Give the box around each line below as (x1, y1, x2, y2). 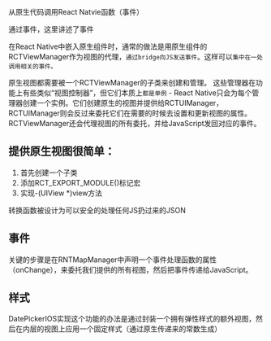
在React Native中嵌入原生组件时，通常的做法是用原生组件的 (8, 42, 208, 51)
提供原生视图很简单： (8, 145, 115, 159)
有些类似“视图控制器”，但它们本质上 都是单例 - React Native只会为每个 (22, 88, 252, 98)
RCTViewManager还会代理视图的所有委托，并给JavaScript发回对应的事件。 (8, 119, 261, 128)
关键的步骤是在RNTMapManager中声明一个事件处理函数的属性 (8, 255, 217, 264)
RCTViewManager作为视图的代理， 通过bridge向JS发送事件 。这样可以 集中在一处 (8, 52, 264, 61)
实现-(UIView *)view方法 (19, 188, 103, 198)
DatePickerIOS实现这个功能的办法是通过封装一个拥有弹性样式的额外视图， (8, 314, 256, 324)
